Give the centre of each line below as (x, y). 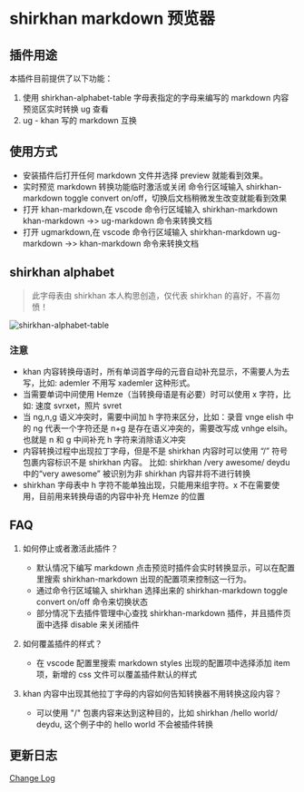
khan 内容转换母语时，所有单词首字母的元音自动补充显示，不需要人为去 (156, 371)
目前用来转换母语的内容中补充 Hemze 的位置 (122, 496)
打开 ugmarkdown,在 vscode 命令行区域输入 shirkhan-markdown (144, 231)
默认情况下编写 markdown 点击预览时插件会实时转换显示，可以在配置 (165, 567)
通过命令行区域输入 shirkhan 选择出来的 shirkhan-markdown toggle (162, 590)
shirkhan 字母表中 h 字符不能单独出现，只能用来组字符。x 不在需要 (147, 484)
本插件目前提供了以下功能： (61, 78)
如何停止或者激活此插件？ (70, 548)
